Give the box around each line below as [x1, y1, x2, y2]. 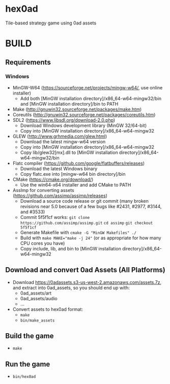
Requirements [5, 58, 51, 67]
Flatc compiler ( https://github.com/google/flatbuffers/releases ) [12, 160, 145, 166]
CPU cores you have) [20, 240, 65, 246]
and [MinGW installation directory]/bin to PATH [20, 101, 119, 107]
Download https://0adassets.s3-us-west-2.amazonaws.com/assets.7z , [12, 279, 162, 285]
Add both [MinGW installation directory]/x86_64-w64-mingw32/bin [20, 95, 162, 102]
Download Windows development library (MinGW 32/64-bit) [20, 122, 147, 129]
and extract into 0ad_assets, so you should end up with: [12, 284, 130, 291]
